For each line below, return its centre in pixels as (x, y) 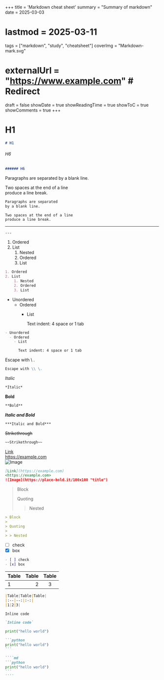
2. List (13, 277)
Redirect (23, 91)
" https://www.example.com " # (69, 81)
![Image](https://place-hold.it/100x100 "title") (57, 480)
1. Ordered (16, 272)
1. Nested (24, 281)
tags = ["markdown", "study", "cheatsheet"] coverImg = (61, 46)
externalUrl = (32, 71)
